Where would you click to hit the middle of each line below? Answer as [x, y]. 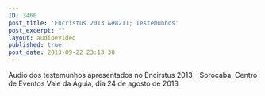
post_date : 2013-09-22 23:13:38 [61, 52]
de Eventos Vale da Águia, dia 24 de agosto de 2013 [93, 83]
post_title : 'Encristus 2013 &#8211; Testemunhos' [94, 23]
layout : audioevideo [42, 38]
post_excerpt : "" [37, 30]
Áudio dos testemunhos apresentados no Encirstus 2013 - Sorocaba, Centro [133, 75]
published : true [35, 45]
